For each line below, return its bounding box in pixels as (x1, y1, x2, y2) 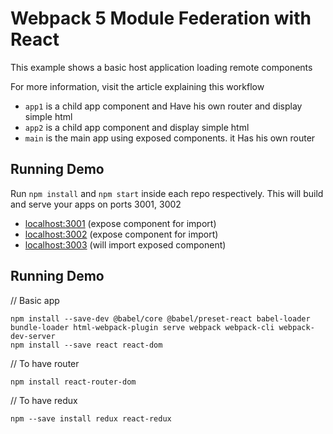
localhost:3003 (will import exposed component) (24, 238, 227, 251)
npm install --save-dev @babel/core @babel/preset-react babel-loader (10, 313, 311, 324)
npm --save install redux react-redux (10, 413, 172, 424)
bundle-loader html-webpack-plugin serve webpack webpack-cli (10, 322, 275, 332)
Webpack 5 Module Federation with (10, 7, 312, 30)
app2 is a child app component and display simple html (24, 121, 250, 133)
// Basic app (10, 294, 60, 306)
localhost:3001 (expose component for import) (24, 217, 217, 229)
